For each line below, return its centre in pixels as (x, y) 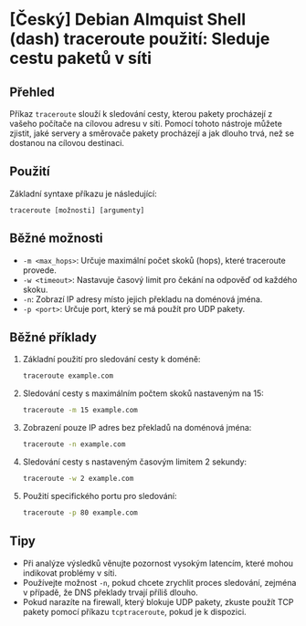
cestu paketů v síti (81, 58)
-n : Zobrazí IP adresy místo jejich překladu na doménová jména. (142, 299)
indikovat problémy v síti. (69, 573)
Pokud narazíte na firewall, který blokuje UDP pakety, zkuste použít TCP (158, 601)
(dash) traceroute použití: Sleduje (140, 39)
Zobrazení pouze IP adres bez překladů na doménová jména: (137, 428)
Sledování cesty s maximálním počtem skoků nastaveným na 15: (143, 393)
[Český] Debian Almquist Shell (128, 20)
